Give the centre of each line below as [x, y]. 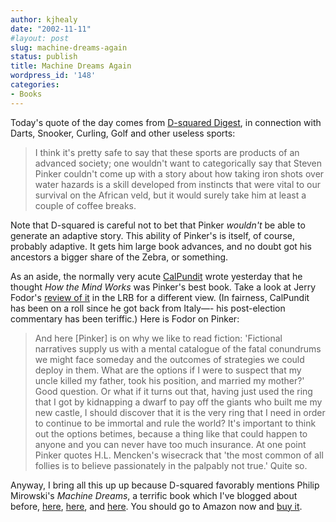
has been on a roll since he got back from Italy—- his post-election [148, 308]
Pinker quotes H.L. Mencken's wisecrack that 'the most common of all [179, 455]
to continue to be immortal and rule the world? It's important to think [175, 423]
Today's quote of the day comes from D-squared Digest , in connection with [166, 122]
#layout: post [40, 38]
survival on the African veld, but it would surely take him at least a [170, 195]
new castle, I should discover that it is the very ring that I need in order [180, 412]
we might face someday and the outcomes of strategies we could [169, 359]
